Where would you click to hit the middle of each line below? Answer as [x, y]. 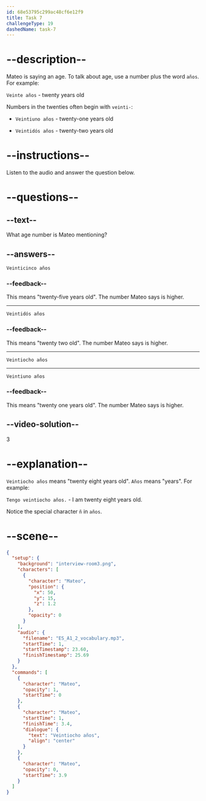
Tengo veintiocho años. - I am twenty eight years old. [74, 499]
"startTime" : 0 [42, 695]
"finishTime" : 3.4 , [47, 724]
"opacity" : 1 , [41, 690]
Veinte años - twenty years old [45, 95]
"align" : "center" [52, 741]
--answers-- [31, 254]
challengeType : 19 [30, 23]
